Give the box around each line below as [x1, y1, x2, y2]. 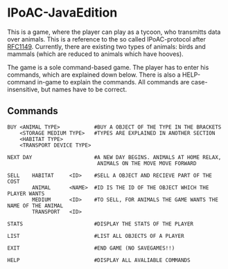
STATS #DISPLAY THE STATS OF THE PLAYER [7, 220, 194, 228]
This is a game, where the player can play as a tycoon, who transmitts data [7, 28, 221, 36]
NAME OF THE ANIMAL [7, 202, 64, 209]
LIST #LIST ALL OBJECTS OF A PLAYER [7, 232, 185, 239]
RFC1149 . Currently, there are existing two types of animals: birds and [7, 42, 206, 50]
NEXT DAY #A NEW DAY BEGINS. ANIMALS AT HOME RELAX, [7, 154, 222, 160]
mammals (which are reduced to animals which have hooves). [7, 50, 184, 58]
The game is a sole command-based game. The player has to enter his [7, 63, 209, 71]
